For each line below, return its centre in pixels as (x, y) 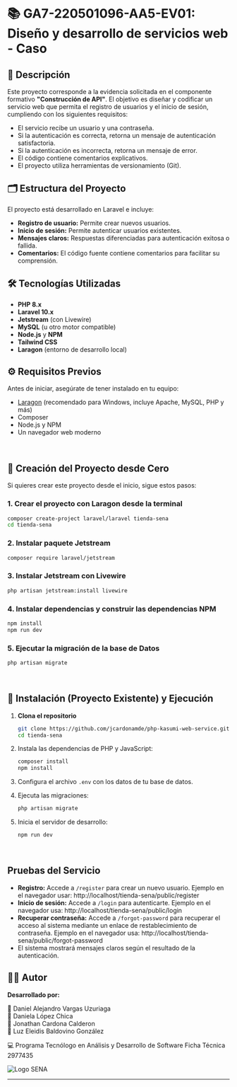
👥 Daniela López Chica (40, 1016)
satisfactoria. (36, 143)
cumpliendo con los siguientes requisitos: (68, 114)
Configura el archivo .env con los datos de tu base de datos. (105, 782)
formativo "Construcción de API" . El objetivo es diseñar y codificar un (110, 99)
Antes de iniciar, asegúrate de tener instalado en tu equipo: (93, 389)
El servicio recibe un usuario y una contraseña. (86, 128)
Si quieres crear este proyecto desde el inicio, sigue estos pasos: (102, 485)
